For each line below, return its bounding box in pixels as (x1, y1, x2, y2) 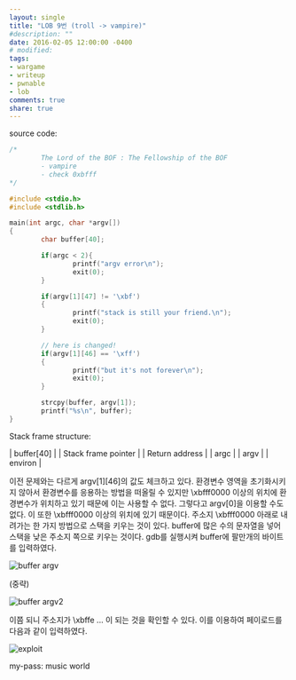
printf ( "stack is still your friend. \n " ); (72, 308, 232, 318)
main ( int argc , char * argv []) (9, 218, 121, 227)
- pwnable (9, 79, 46, 88)
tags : (9, 54, 29, 63)
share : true (9, 104, 53, 113)
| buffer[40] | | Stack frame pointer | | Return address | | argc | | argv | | (9, 447, 269, 458)
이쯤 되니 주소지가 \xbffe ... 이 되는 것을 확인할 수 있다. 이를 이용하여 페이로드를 (9, 614, 283, 625)
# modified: (9, 46, 53, 55)
